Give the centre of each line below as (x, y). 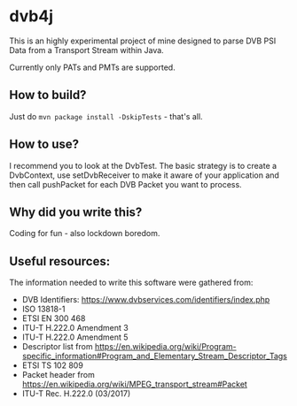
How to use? (44, 145)
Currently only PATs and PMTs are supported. (92, 67)
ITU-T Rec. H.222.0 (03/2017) (76, 394)
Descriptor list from (57, 347)
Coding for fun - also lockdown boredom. (85, 234)
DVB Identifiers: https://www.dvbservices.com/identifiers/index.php (146, 300)
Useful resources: (60, 261)
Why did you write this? (76, 212)
